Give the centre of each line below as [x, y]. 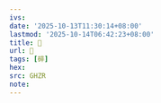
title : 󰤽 [26, 43]
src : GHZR [28, 76]
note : [19, 84]
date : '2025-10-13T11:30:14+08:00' [76, 26]
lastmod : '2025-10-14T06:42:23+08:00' [82, 34]
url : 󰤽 [22, 51]
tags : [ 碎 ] [29, 59]
